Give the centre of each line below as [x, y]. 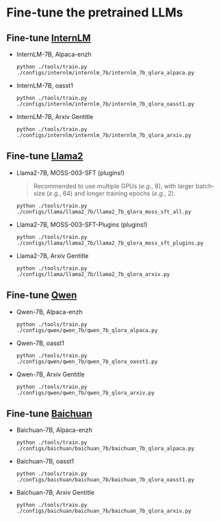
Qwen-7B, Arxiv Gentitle [50, 374]
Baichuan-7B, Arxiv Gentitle [55, 493]
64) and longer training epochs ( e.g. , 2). [119, 193]
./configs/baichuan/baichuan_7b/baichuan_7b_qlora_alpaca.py [105, 449]
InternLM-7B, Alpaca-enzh [54, 54]
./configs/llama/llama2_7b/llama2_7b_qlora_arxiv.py [93, 274]
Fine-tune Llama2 [45, 156]
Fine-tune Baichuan [50, 414]
